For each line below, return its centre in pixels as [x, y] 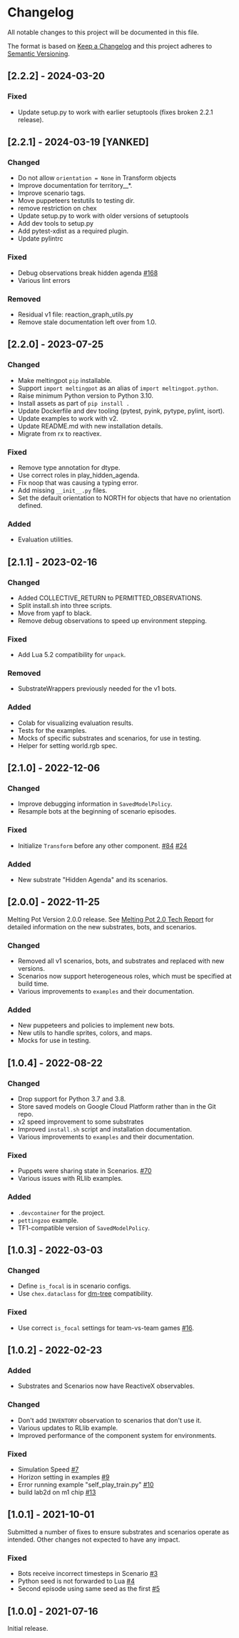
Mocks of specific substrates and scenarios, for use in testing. [110, 738]
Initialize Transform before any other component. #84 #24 [102, 845]
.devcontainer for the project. [61, 1212]
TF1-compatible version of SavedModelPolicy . [84, 1228]
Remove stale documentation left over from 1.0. [87, 321]
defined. [30, 505]
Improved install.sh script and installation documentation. [105, 1129]
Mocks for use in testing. [54, 1041]
